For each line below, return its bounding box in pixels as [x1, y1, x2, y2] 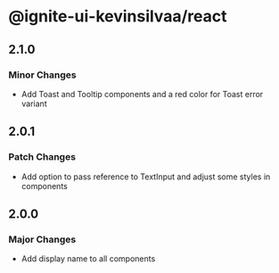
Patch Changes [8, 151, 77, 163]
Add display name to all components [21, 253, 156, 264]
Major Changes [8, 233, 77, 245]
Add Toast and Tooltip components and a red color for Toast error [21, 88, 264, 99]
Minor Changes [8, 69, 77, 81]
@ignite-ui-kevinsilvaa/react [8, 6, 227, 27]
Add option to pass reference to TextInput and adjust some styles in [21, 171, 271, 182]
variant [21, 98, 47, 109]
